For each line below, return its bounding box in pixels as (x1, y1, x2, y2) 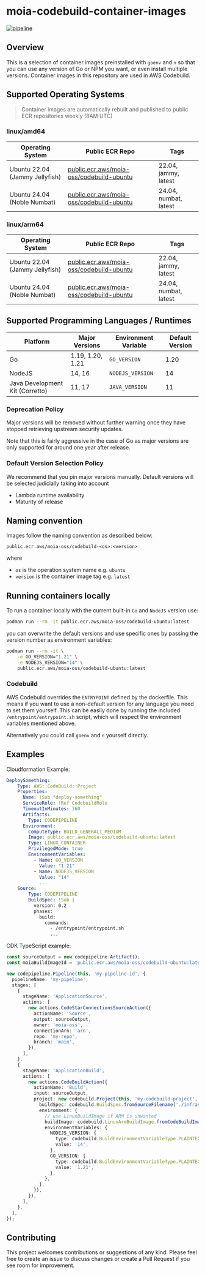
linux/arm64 (6, 220, 44, 228)
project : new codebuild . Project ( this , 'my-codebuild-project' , (33, 1096, 198, 1102)
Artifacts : (22, 811, 51, 818)
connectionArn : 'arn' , (33, 1028, 92, 1034)
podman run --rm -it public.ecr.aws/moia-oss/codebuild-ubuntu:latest (6, 619, 190, 625)
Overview (6, 42, 45, 53)
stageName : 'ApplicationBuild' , (22, 1067, 105, 1074)
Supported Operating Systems (6, 89, 125, 100)
